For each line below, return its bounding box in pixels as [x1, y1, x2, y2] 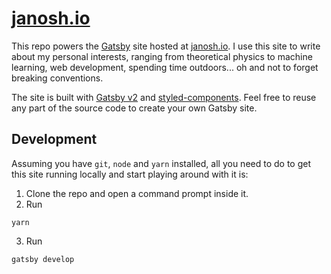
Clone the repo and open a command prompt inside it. [25, 187, 249, 199]
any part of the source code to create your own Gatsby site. [11, 102, 258, 114]
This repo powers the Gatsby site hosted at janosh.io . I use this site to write [11, 40, 321, 52]
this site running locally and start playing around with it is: [11, 168, 249, 180]
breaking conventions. [11, 72, 104, 84]
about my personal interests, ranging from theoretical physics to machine [11, 50, 313, 62]
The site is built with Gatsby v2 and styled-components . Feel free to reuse [11, 91, 317, 103]
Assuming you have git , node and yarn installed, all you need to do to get [11, 157, 312, 169]
